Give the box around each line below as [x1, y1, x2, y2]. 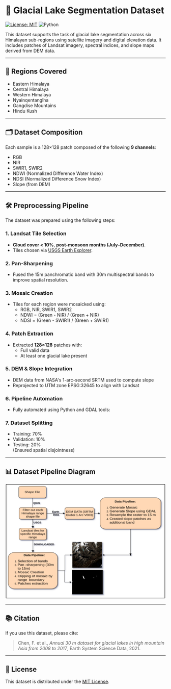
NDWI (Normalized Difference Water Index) [12, 170, 103, 176]
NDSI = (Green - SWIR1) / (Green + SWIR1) [20, 317, 109, 323]
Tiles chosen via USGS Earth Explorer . [12, 247, 93, 253]
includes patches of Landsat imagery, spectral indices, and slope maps [5, 42, 154, 48]
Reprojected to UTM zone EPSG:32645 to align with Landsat [12, 382, 139, 388]
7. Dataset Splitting [5, 419, 53, 426]
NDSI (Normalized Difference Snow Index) [12, 175, 101, 182]
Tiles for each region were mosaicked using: [12, 301, 106, 308]
